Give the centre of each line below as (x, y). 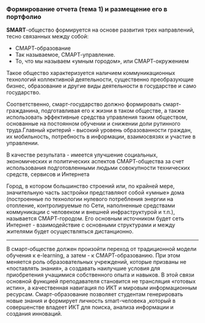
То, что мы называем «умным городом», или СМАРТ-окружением (102, 61)
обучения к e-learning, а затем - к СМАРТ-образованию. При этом (93, 255)
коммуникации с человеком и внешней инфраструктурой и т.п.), (91, 212)
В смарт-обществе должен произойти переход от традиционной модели (102, 249)
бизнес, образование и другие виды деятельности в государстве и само (101, 86)
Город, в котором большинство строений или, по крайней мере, (91, 186)
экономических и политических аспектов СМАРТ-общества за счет (95, 161)
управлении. (23, 143)
